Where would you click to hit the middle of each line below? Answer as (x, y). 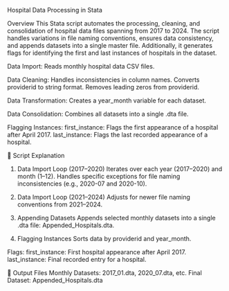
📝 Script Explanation (36, 156)
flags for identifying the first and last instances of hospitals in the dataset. (112, 53)
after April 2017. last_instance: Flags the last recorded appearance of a (108, 135)
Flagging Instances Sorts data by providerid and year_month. (104, 239)
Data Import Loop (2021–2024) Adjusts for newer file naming (103, 197)
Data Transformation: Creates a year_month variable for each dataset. (107, 100)
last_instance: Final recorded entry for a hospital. (77, 259)
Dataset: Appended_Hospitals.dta (55, 280)
